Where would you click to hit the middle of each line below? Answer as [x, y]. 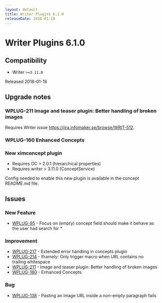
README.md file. [22, 183]
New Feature [20, 213]
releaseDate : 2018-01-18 [30, 18]
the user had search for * [37, 228]
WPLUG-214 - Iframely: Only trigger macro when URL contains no [78, 257]
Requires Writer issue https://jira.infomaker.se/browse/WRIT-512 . [70, 127]
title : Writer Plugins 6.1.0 [34, 14]
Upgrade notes [28, 97]
